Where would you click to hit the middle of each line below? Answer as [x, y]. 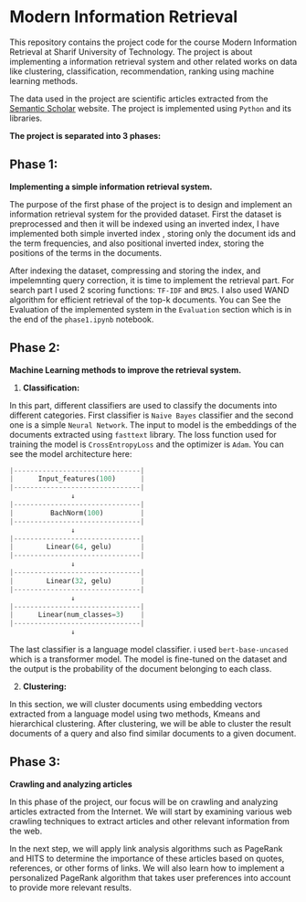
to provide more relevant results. [71, 887]
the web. [26, 831]
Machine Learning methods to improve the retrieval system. [126, 370]
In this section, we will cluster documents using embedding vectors [136, 705]
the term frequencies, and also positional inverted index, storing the [137, 243]
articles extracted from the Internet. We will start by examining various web [151, 812]
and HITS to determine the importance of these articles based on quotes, [147, 858]
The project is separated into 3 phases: [85, 135]
